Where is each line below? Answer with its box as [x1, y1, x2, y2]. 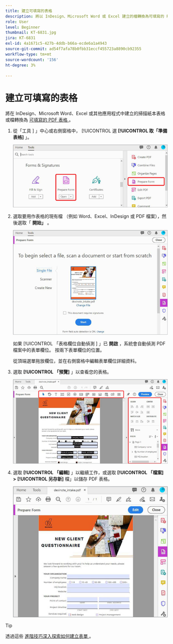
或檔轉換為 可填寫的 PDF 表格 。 [5, 117, 74, 123]
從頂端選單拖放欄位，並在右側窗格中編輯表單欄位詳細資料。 [12, 358, 140, 364]
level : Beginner [5, 25, 40, 30]
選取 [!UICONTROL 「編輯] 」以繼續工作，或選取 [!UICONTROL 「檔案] [12, 469, 164, 475]
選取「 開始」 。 [17, 220, 52, 226]
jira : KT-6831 [5, 35, 36, 41]
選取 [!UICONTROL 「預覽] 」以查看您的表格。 [12, 369, 112, 375]
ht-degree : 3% [5, 62, 36, 68]
